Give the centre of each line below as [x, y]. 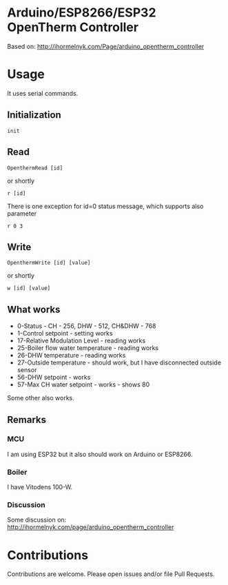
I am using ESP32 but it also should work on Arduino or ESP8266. [100, 454]
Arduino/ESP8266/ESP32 [82, 13]
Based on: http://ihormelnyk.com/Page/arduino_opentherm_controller [106, 46]
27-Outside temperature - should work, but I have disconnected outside [119, 362]
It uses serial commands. [43, 93]
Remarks [27, 419]
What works [34, 309]
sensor [27, 370]
